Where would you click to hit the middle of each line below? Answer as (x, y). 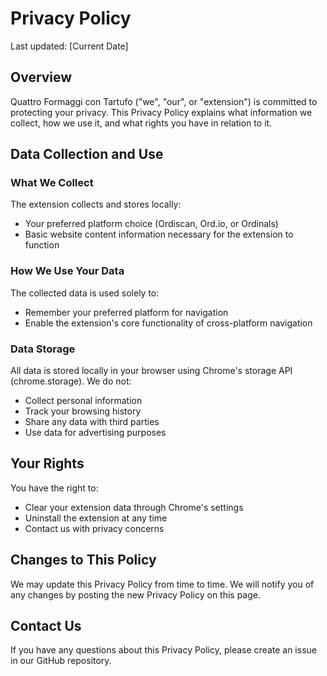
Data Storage (43, 349)
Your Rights (47, 463)
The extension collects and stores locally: (96, 204)
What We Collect (52, 183)
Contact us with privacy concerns (94, 528)
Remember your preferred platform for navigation (126, 312)
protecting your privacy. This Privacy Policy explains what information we (161, 112)
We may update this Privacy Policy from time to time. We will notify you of (162, 584)
